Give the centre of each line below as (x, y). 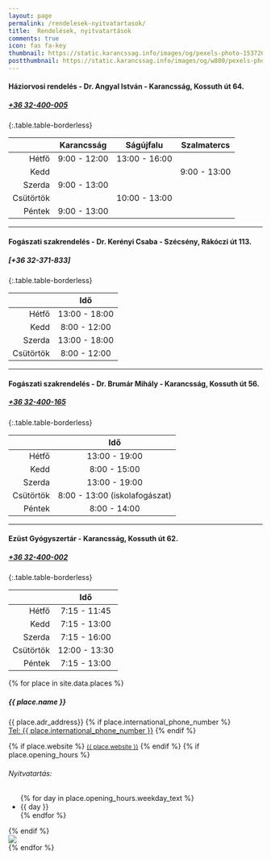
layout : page (30, 16)
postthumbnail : (34, 61)
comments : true (34, 38)
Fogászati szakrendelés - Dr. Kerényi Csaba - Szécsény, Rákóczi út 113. (130, 242)
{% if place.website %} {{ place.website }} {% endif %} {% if (104, 746)
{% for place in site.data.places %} (66, 683)
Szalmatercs (206, 145)
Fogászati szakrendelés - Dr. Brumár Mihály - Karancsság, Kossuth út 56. (134, 383)
